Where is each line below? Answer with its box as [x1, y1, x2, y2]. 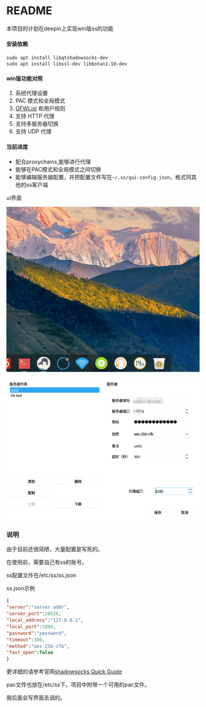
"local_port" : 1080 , [6, 623, 56, 630]
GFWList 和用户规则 [15, 105, 66, 112]
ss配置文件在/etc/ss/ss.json [6, 572, 77, 579]
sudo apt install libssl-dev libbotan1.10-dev [6, 61, 128, 68]
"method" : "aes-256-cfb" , [6, 643, 70, 649]
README [6, 4, 53, 18]
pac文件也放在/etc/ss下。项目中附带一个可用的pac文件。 [6, 681, 150, 689]
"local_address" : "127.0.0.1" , [6, 617, 84, 623]
